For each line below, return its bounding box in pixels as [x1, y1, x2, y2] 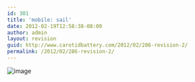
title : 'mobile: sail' [7, 16, 72, 23]
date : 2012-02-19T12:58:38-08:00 [7, 23, 103, 29]
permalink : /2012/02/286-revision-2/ [7, 49, 115, 55]
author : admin [7, 29, 48, 36]
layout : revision [7, 36, 57, 42]
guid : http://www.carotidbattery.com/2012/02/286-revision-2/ [7, 42, 188, 49]
